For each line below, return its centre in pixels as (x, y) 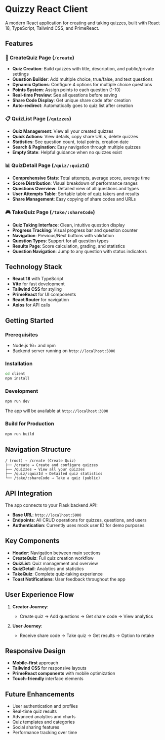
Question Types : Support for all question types (60, 241)
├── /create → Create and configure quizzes (52, 465)
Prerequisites (21, 334)
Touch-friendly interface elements (48, 679)
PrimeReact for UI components (44, 294)
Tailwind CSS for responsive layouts (49, 668)
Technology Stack (34, 267)
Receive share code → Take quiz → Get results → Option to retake (87, 635)
